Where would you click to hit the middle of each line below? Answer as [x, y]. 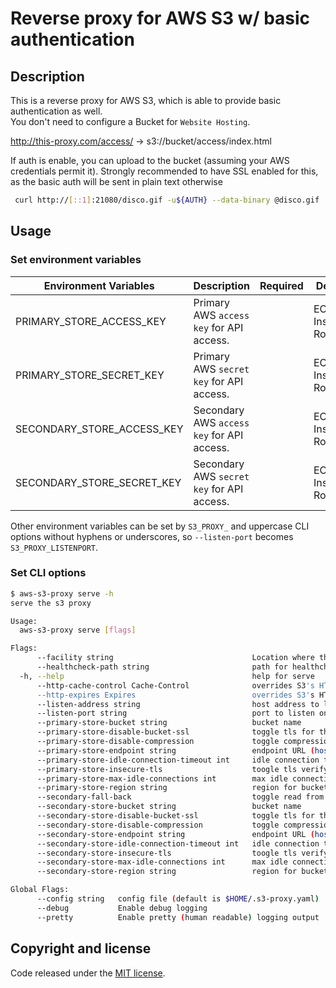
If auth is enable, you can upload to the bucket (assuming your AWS [150, 160]
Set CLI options [48, 573]
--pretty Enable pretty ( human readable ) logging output [178, 917]
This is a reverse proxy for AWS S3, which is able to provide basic [146, 100]
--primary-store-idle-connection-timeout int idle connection [178, 760]
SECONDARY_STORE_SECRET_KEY [98, 482]
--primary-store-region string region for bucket [182, 788]
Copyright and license [81, 948]
